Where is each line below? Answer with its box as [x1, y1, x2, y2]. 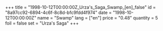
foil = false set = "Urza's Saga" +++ [5, 20, 79, 26]
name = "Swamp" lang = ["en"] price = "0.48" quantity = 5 [37, 15, 158, 20]
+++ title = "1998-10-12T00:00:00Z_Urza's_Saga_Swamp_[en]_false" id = [5, 4, 156, 10]
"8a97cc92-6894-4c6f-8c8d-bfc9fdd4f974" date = [5, 9, 112, 15]
